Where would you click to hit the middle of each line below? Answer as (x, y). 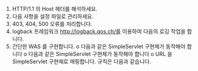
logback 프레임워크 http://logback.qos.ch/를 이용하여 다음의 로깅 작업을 (99, 31)
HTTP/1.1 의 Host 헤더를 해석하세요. (55, 9)
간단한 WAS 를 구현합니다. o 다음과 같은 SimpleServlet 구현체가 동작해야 (99, 46)
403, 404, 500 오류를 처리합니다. (52, 24)
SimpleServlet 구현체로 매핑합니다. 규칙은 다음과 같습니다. (81, 61)
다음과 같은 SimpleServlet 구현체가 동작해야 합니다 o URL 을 (100, 54)
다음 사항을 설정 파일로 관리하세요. (53, 16)
